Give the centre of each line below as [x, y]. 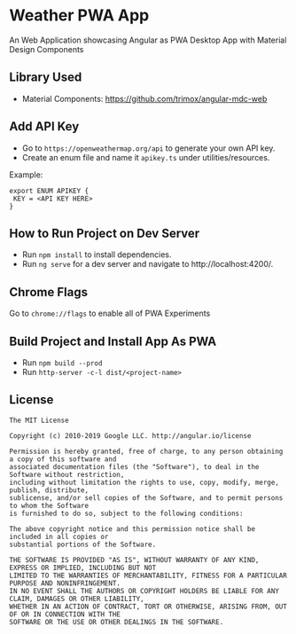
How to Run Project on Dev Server [105, 233]
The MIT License [39, 420]
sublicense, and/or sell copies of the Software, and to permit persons [146, 497]
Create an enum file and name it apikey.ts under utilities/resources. [146, 157]
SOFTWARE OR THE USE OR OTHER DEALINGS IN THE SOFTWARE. [117, 622]
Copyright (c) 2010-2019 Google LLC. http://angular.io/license [130, 435]
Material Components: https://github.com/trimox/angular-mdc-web [144, 98]
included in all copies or [59, 536]
